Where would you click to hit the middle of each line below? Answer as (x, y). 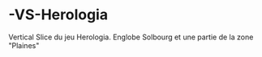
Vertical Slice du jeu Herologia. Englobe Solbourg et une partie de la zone (131, 37)
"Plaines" (24, 45)
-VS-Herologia (58, 15)
